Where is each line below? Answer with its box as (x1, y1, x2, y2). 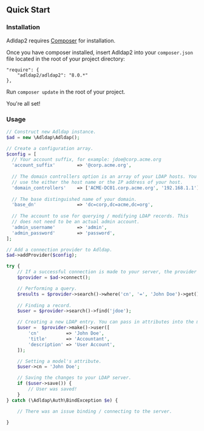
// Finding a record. (17, 302, 72, 308)
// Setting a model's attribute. (17, 358, 102, 364)
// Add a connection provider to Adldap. (6, 246, 113, 253)
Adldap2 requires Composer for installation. (6, 36, 115, 44)
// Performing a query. (17, 285, 78, 291)
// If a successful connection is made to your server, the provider (17, 269, 197, 275)
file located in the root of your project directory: (6, 55, 126, 63)
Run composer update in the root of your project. (6, 88, 126, 95)
